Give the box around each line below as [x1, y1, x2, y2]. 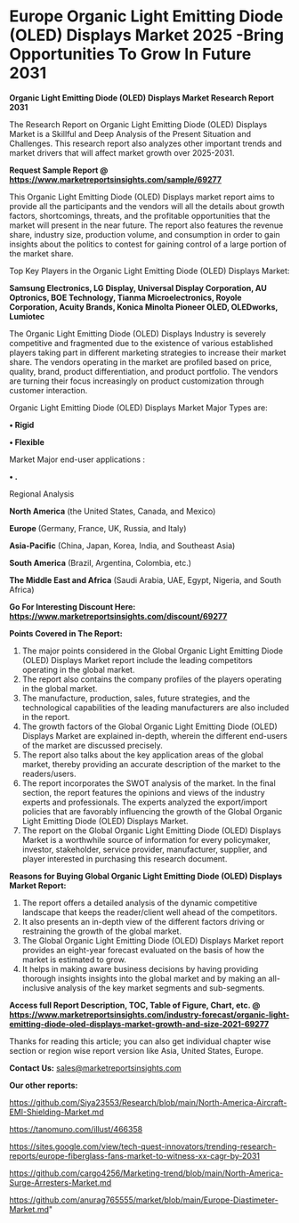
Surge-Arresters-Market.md [9, 1177, 112, 1187]
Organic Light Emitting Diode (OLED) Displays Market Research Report [9, 92, 274, 103]
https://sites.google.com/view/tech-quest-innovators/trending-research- [9, 1141, 277, 1152]
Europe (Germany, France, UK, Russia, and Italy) [9, 522, 187, 533]
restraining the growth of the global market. [21, 926, 182, 936]
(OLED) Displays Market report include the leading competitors [21, 654, 254, 665]
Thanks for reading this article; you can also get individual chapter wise [9, 1035, 271, 1047]
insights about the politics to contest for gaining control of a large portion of [9, 239, 287, 249]
